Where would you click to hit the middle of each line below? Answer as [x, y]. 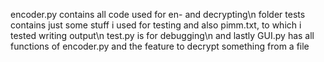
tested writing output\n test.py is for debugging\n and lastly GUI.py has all [162, 35]
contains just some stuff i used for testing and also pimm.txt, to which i [156, 25]
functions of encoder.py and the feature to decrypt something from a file [160, 46]
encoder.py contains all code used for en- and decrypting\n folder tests [158, 14]
